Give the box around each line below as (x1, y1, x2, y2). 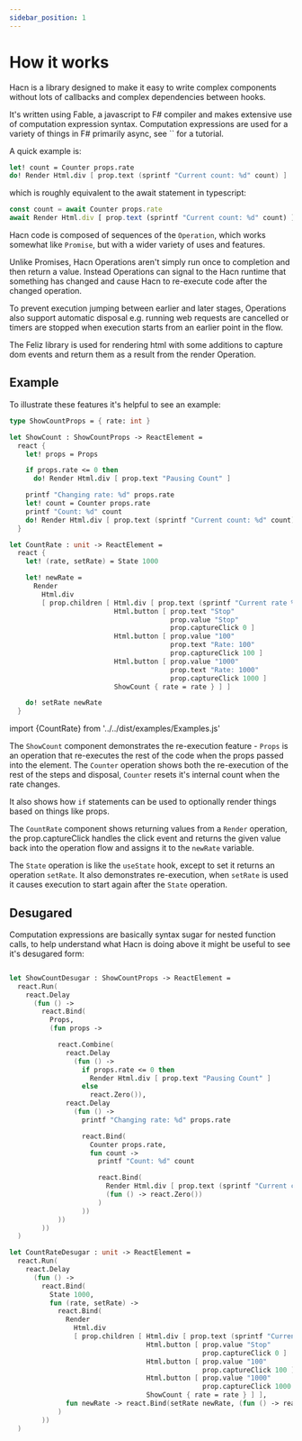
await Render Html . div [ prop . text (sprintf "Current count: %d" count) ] (9, 214, 296, 223)
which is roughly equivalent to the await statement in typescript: (9, 187, 247, 198)
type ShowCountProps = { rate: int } (9, 416, 151, 425)
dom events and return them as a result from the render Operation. (9, 349, 256, 360)
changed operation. (9, 286, 83, 296)
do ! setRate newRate (25, 698, 102, 707)
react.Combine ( (57, 1040, 115, 1050)
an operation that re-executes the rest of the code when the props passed (9, 750, 284, 762)
